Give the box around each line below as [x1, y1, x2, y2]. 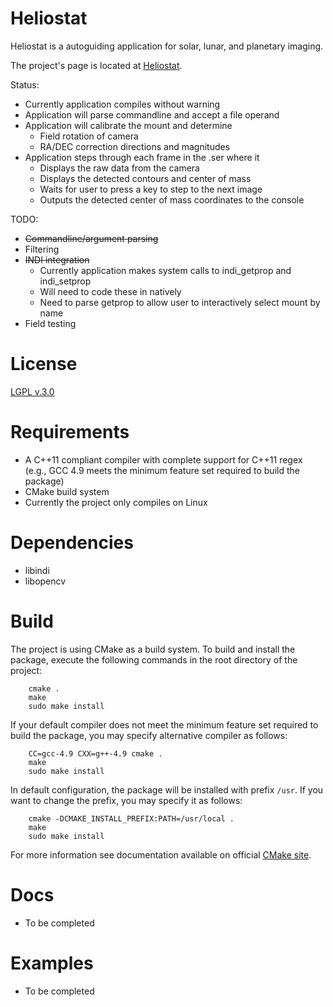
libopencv [24, 575, 67, 587]
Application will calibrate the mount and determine [24, 119, 233, 131]
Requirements [10, 421, 130, 444]
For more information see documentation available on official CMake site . [10, 848, 312, 861]
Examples [10, 952, 94, 974]
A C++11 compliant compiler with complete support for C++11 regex [24, 453, 303, 466]
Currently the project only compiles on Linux [24, 496, 208, 508]
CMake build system [24, 485, 110, 497]
